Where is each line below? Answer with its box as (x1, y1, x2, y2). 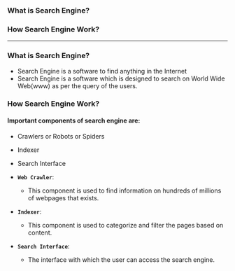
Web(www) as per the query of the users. (17, 81, 138, 90)
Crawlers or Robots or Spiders (17, 132, 105, 140)
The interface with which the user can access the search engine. (27, 255, 215, 264)
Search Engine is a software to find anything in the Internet (17, 67, 187, 75)
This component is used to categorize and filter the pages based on (27, 221, 224, 229)
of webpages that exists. (27, 193, 99, 202)
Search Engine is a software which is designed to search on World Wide (17, 74, 225, 83)
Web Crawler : (17, 172, 55, 181)
